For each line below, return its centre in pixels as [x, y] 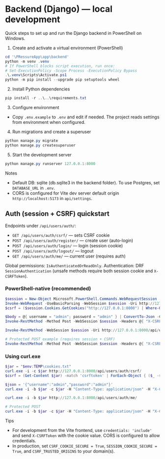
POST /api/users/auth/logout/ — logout [53, 251]
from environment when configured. [49, 122]
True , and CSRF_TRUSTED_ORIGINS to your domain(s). [63, 451]
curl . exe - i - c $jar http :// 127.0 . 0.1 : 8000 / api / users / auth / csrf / [73, 371]
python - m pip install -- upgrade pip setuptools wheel [62, 80]
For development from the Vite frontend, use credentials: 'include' [82, 430]
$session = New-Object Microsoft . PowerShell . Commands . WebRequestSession [81, 299]
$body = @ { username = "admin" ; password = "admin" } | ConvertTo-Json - [82, 317]
